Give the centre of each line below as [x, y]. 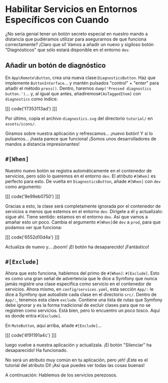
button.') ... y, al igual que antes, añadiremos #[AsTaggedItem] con [73, 93]
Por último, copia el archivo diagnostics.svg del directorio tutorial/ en [79, 118]
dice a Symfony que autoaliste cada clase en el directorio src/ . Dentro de [81, 295]
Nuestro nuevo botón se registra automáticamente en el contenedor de [78, 170]
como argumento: [24, 186]
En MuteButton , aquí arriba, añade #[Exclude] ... [53, 326]
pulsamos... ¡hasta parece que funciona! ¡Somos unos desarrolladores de [81, 138]
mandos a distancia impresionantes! [42, 144]
